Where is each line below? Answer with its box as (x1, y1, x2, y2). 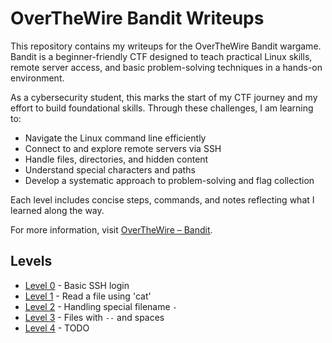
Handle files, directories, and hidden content (24, 153, 209, 165)
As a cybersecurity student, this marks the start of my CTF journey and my (10, 91, 318, 103)
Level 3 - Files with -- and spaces (24, 311, 165, 323)
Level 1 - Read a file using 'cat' (24, 290, 152, 302)
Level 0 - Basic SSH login (24, 279, 130, 291)
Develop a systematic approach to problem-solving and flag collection (24, 174, 315, 186)
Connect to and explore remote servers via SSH (24, 142, 222, 154)
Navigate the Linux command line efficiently (24, 132, 207, 144)
